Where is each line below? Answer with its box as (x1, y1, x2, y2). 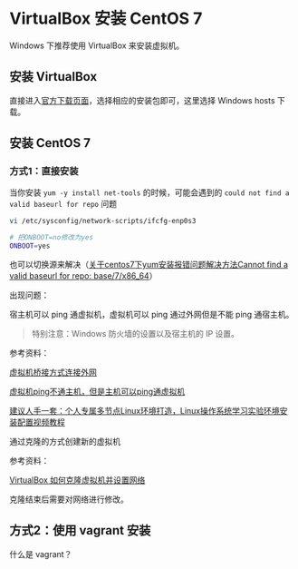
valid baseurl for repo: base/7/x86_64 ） (9, 270, 158, 281)
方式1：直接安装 (9, 165, 79, 178)
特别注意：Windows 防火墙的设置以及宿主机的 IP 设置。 (31, 329, 240, 339)
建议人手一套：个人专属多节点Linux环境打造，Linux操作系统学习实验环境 (9, 406, 280, 417)
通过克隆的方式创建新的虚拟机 (9, 437, 120, 447)
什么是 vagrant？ (9, 548, 72, 559)
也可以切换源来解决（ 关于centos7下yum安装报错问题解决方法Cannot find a (9, 260, 288, 270)
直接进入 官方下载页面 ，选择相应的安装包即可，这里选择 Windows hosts (9, 94, 275, 105)
